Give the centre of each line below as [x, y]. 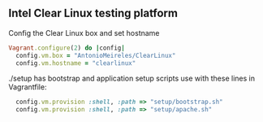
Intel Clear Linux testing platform [93, 13]
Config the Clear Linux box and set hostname [84, 33]
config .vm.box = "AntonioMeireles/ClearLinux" [96, 55]
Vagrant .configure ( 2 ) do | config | [67, 48]
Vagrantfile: [28, 87]
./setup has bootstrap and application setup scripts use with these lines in [132, 78]
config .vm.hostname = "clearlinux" [76, 63]
